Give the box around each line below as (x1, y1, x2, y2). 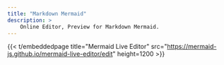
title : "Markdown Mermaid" (7, 10, 87, 17)
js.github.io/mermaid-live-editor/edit (7, 50, 113, 58)
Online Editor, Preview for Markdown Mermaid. (20, 23, 160, 30)
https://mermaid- (167, 43, 217, 51)
